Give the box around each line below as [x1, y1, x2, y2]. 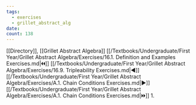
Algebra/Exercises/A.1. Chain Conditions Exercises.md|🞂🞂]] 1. [6, 92, 155, 99]
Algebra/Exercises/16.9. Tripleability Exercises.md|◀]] [6, 67, 140, 74]
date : [6, 25, 20, 32]
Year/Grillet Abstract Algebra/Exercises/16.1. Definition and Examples [6, 54, 176, 61]
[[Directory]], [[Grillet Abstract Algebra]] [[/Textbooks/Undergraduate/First [6, 47, 191, 54]
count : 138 [6, 31, 34, 37]
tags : [6, 8, 20, 15]
